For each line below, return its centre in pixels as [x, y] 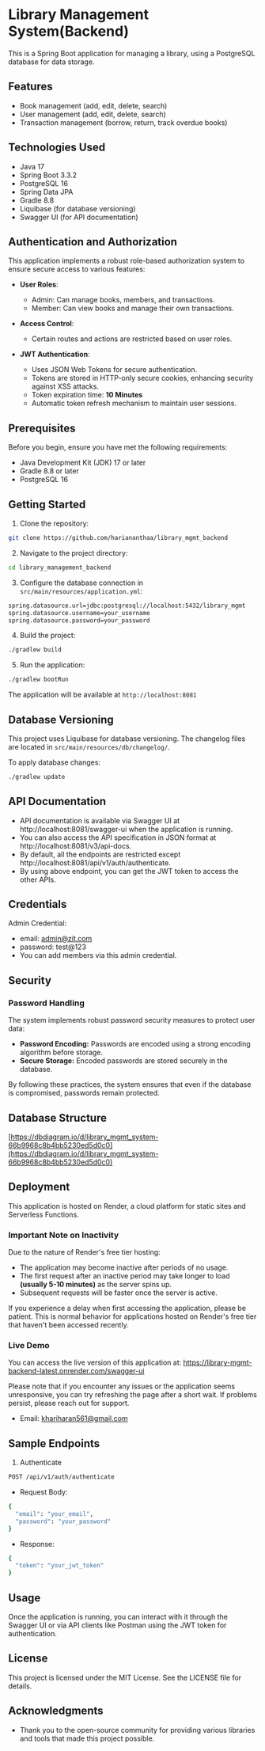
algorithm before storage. [61, 1052]
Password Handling [46, 1003]
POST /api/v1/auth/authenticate [61, 1477]
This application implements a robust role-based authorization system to [127, 261]
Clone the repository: [54, 523]
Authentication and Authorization [93, 242]
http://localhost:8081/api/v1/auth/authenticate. [95, 862]
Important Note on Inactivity [64, 1235]
